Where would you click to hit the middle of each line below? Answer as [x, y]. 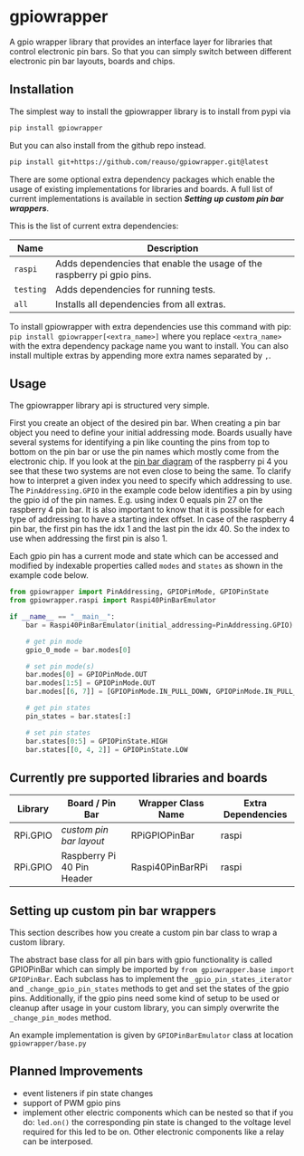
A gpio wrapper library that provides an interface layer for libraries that [141, 42]
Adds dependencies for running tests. [135, 289]
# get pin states [58, 708]
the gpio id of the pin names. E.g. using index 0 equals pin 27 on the [136, 500]
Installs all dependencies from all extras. [141, 303]
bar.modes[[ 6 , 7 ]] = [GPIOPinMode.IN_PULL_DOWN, [119, 692]
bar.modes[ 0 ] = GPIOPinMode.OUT [86, 675]
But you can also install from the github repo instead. [108, 145]
